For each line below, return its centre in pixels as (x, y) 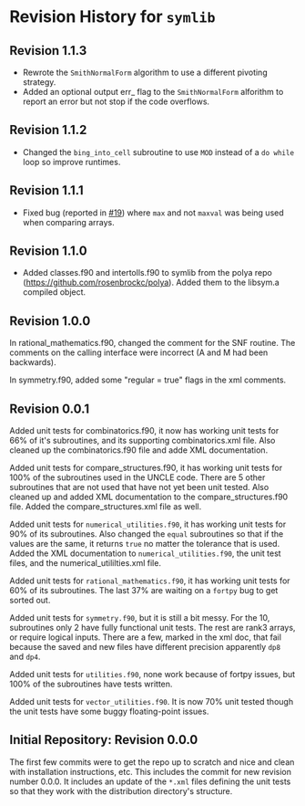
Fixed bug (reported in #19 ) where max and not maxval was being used (153, 213)
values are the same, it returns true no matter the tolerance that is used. (145, 544)
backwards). (33, 362)
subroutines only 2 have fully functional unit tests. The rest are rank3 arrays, (152, 628)
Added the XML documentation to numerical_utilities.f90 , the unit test (145, 553)
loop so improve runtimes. (71, 162)
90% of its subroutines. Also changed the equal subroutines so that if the (147, 534)
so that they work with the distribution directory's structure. (121, 790)
